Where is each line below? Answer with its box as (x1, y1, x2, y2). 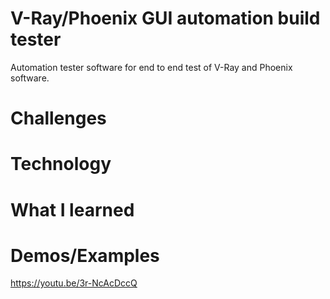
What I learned (10, 198, 135, 221)
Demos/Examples (10, 244, 160, 267)
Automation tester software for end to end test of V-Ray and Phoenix (10, 61, 293, 73)
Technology (10, 153, 112, 176)
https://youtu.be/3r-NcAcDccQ (10, 277, 138, 289)
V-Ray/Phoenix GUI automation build (10, 7, 321, 30)
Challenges (10, 107, 107, 130)
